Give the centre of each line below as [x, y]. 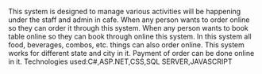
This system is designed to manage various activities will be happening [125, 11]
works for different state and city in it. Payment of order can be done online [131, 53]
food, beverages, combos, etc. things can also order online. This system [126, 45]
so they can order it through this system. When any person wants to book [128, 28]
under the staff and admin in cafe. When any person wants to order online [129, 20]
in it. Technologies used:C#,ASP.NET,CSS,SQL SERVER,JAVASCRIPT [120, 61]
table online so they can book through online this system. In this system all [130, 36]
